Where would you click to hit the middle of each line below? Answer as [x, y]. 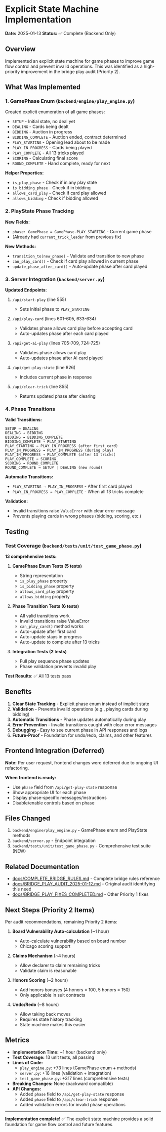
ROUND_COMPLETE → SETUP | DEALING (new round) [54, 468]
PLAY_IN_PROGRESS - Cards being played [52, 148]
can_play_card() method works [52, 627]
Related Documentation [42, 866]
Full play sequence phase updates [55, 661]
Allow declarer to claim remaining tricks [60, 965]
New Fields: [18, 222]
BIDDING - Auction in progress [42, 132]
